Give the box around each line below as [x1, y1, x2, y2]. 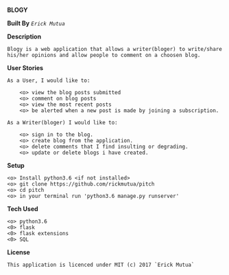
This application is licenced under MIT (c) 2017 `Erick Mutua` [7, 261, 195, 268]
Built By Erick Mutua [7, 19, 65, 27]
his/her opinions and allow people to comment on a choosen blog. [7, 52, 201, 58]
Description [7, 32, 42, 41]
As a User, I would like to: [7, 77, 91, 84]
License [7, 248, 31, 256]
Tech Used [7, 205, 39, 212]
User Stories [7, 64, 43, 71]
